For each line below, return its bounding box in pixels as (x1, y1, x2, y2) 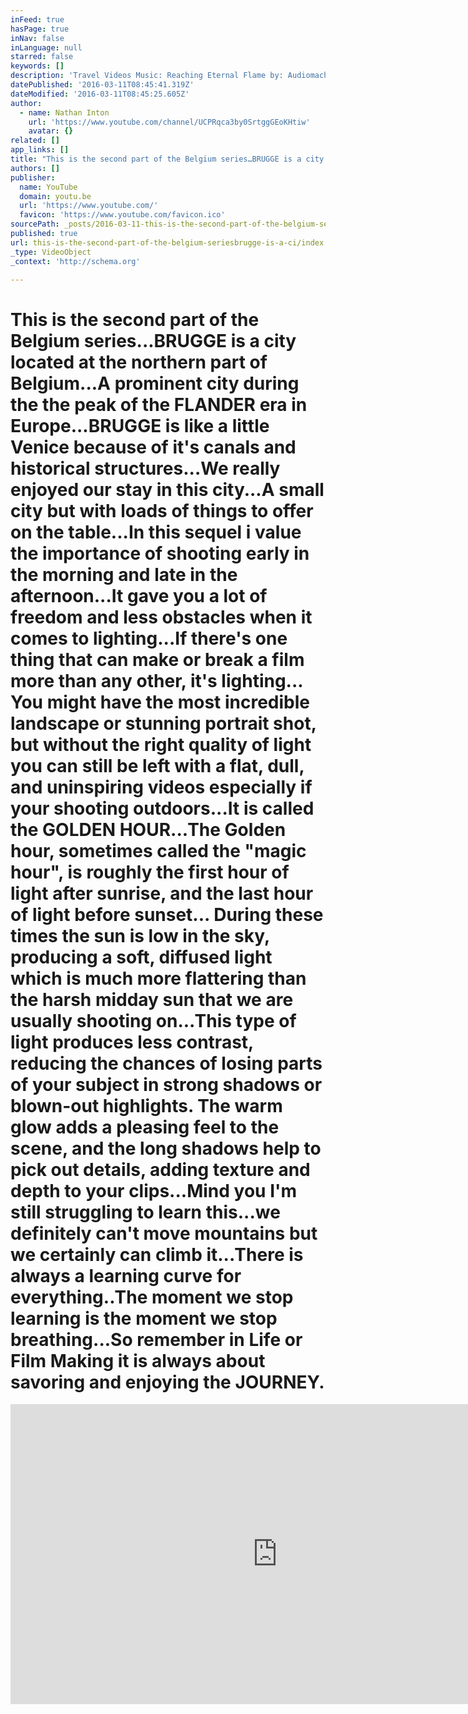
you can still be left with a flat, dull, (10, 754, 305, 777)
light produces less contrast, (10, 1031, 254, 1053)
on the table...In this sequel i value (10, 521, 302, 543)
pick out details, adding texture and (10, 1158, 311, 1181)
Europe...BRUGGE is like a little (10, 414, 270, 437)
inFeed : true (10, 14, 65, 25)
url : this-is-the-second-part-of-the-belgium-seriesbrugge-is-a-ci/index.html (10, 237, 347, 248)
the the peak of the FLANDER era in (10, 393, 308, 416)
